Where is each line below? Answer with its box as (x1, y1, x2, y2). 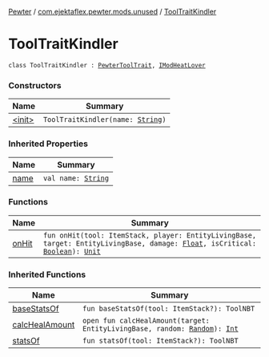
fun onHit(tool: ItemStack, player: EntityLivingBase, (42, 230, 257, 240)
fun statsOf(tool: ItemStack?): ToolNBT (82, 336, 239, 346)
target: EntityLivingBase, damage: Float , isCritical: (42, 238, 257, 248)
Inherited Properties (8, 138, 88, 149)
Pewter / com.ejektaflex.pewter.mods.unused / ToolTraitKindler (8, 7, 217, 16)
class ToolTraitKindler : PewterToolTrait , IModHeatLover (8, 61, 206, 69)
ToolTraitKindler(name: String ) (42, 116, 167, 124)
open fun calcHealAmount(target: (82, 316, 211, 326)
